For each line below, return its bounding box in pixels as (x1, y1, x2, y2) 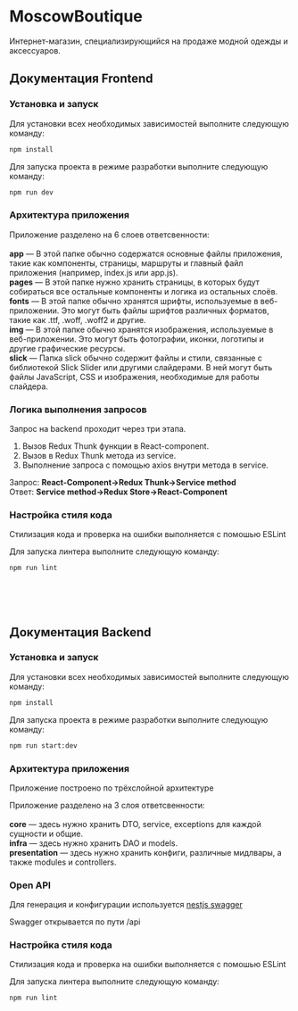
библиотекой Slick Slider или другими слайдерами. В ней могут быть (9, 361, 273, 372)
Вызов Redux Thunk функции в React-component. (21, 440, 210, 452)
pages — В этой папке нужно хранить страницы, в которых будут (9, 277, 261, 287)
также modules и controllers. (9, 857, 118, 867)
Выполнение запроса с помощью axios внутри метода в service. (21, 460, 269, 470)
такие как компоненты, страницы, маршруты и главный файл (9, 257, 244, 269)
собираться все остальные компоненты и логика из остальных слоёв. (9, 286, 278, 296)
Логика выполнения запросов (9, 403, 147, 416)
